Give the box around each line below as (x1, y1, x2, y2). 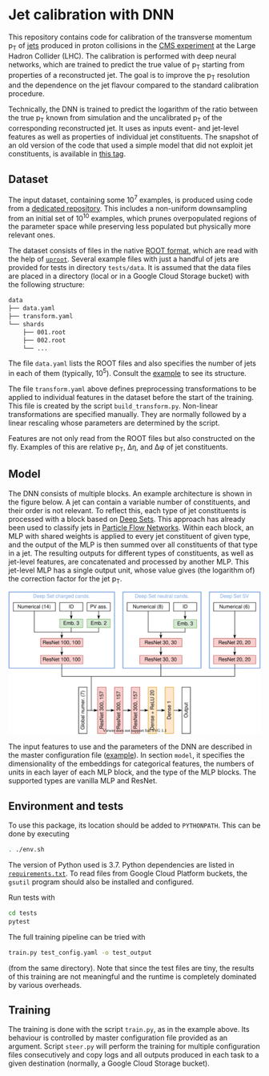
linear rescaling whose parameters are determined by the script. (8, 418, 220, 427)
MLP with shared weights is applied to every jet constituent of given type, (8, 531, 251, 540)
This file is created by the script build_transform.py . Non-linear (8, 401, 219, 411)
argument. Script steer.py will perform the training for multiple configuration (8, 1042, 260, 1051)
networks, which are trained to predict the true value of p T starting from (8, 59, 245, 71)
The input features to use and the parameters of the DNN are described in (8, 742, 252, 751)
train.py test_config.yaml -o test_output (8, 949, 152, 957)
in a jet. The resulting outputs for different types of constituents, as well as (8, 548, 254, 558)
